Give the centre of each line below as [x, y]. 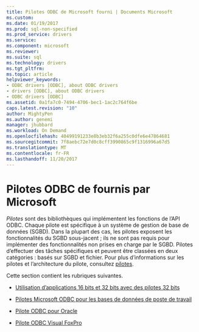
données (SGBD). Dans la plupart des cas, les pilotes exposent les [89, 232]
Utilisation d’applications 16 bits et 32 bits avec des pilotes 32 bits [97, 288]
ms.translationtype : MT [37, 147]
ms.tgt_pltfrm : [26, 68]
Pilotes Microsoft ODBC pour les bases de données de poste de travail [103, 299]
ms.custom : [20, 18]
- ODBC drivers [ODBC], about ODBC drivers [62, 86]
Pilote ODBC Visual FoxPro [48, 323]
